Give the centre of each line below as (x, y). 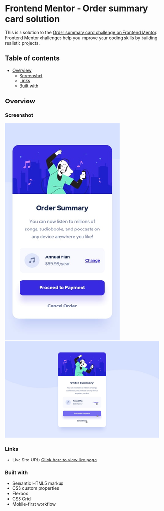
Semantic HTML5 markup (38, 483)
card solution (32, 19)
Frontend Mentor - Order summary (77, 9)
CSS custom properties (36, 488)
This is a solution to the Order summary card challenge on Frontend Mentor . (81, 32)
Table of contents (32, 59)
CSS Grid (21, 499)
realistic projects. (22, 43)
